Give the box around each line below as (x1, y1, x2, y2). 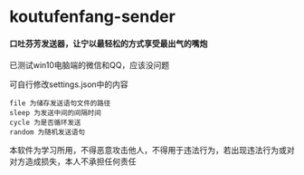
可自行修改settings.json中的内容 (9, 79, 128, 90)
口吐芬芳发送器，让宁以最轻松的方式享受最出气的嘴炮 (9, 38, 208, 49)
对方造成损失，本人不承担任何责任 (9, 156, 137, 167)
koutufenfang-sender (9, 6, 176, 27)
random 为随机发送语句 (9, 128, 86, 137)
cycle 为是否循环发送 (9, 118, 81, 128)
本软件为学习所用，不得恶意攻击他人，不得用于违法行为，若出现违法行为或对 (9, 145, 295, 156)
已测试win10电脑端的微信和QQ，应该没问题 (9, 60, 170, 71)
